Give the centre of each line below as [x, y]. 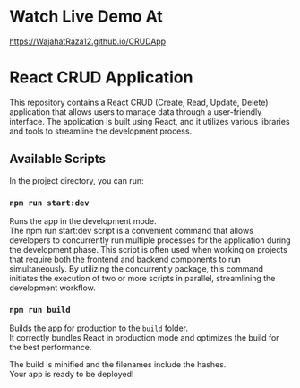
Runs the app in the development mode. [83, 220]
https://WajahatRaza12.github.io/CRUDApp [88, 41]
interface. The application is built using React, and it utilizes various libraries [150, 121]
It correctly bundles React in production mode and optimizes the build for [144, 338]
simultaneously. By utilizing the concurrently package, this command [137, 268]
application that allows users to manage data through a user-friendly [136, 112]
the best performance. [51, 348]
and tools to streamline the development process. [101, 131]
